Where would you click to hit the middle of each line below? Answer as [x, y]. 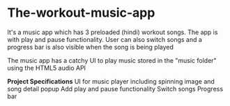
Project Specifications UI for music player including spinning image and [111, 81]
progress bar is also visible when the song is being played [91, 47]
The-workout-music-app [81, 13]
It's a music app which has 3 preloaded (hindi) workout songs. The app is [113, 32]
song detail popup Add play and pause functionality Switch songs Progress [115, 89]
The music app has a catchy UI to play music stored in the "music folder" [112, 60]
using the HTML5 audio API [46, 68]
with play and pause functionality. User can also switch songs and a [105, 39]
